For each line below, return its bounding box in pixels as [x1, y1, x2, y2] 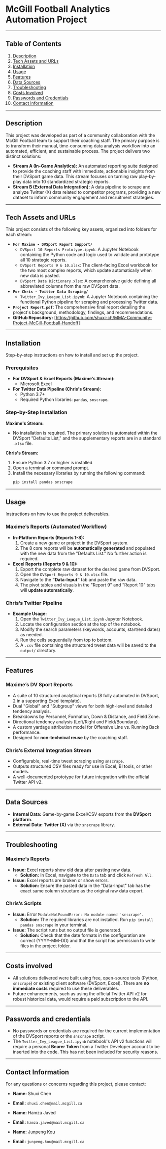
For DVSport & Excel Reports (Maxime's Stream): [12, 376, 115, 382]
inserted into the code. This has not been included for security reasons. [12, 1049, 158, 1055]
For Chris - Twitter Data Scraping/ [12, 289, 88, 295]
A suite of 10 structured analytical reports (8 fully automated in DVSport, [12, 692, 160, 698]
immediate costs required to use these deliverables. [12, 985, 120, 991]
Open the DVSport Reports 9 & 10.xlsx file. [20, 571, 109, 577]
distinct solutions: [5, 153, 41, 159]
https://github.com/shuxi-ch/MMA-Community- [55, 315, 152, 321]
